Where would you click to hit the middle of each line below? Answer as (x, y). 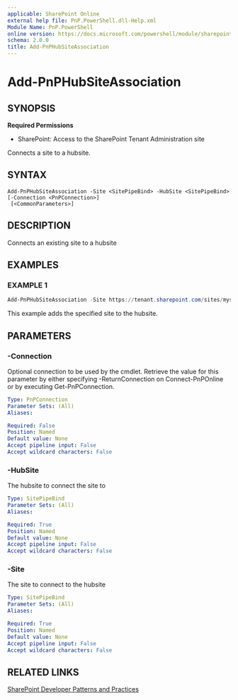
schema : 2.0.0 (28, 40)
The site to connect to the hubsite (57, 585)
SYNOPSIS (32, 108)
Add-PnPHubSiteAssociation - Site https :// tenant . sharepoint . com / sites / (115, 300)
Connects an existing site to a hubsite (62, 243)
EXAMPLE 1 (28, 285)
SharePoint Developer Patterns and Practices (73, 689)
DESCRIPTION (39, 225)
